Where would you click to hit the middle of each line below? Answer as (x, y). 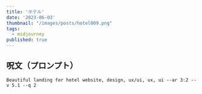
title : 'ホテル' (25, 12)
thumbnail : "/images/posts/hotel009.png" (59, 23)
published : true (27, 40)
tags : (13, 29)
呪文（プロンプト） (42, 66)
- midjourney (28, 34)
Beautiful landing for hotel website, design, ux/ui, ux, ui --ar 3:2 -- (102, 80)
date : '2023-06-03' (31, 17)
